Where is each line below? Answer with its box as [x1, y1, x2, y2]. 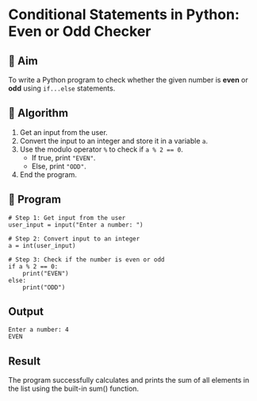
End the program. [19, 169, 77, 179]
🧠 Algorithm [8, 106, 69, 120]
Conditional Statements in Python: [8, 6, 240, 24]
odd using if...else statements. [8, 83, 116, 93]
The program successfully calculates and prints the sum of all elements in [8, 376, 250, 385]
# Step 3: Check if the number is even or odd [8, 256, 165, 264]
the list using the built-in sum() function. [8, 384, 140, 394]
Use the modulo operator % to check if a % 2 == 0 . [19, 145, 184, 154]
